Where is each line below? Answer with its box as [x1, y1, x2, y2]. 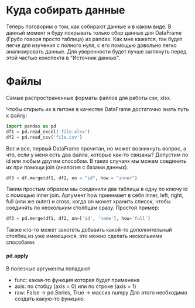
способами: [6, 239, 36, 246]
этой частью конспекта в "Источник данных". [6, 54, 121, 61]
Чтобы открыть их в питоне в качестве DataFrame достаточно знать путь [6, 105, 189, 112]
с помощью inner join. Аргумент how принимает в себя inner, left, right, [6, 192, 184, 199]
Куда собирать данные [6, 4, 125, 17]
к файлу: [6, 112, 28, 119]
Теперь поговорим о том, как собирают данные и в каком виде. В [6, 23, 172, 30]
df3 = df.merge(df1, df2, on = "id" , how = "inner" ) [6, 175, 138, 181]
